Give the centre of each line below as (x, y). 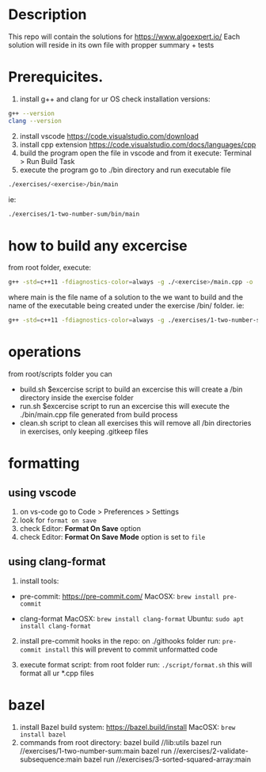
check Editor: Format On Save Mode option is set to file (112, 537)
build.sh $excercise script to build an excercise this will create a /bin (131, 389)
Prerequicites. (56, 77)
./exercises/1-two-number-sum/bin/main (74, 214)
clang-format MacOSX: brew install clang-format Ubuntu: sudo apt (131, 618)
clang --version (35, 120)
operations (45, 352)
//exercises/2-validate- (211, 751)
